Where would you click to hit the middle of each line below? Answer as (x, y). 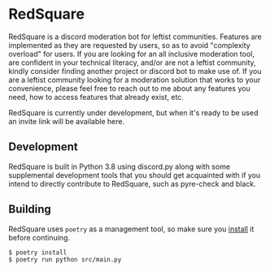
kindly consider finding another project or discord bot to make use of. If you (135, 71)
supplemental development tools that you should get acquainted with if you (135, 175)
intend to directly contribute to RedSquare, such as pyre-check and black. (132, 183)
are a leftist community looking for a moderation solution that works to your (135, 80)
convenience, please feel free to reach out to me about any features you (129, 88)
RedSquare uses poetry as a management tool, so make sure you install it (131, 229)
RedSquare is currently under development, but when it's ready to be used (133, 112)
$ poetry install (38, 253)
